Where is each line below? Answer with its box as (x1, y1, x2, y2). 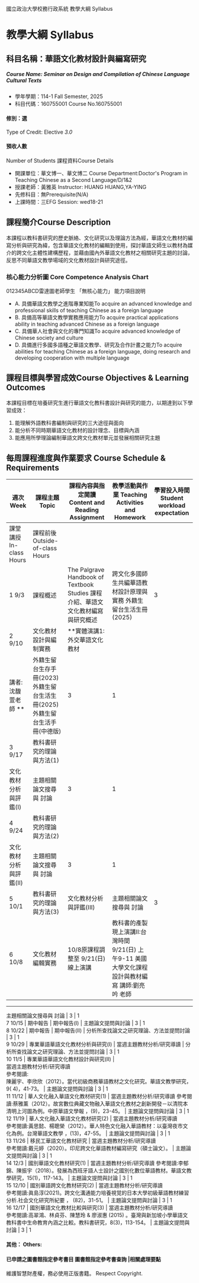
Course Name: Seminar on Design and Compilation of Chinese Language (6, 71, 190, 78)
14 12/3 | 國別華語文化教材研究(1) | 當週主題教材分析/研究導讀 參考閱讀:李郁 (6, 1159, 189, 1167)
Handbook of (68, 573, 104, 581)
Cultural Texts (6, 77, 42, 84)
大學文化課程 (111, 963, 148, 972)
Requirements (6, 463, 59, 473)
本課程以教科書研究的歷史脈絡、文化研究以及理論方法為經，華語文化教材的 (6, 234, 188, 241)
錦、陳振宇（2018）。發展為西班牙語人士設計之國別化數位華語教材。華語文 (6, 1167, 187, 1174)
